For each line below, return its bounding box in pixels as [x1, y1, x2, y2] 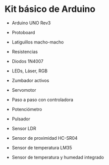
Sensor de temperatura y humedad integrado [11, 154, 105, 160]
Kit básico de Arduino [4, 3, 96, 15]
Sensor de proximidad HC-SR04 [11, 135, 78, 141]
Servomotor [11, 87, 37, 93]
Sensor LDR [11, 125, 37, 131]
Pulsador [11, 115, 30, 122]
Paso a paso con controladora [11, 97, 74, 103]
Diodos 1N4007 [11, 58, 44, 64]
